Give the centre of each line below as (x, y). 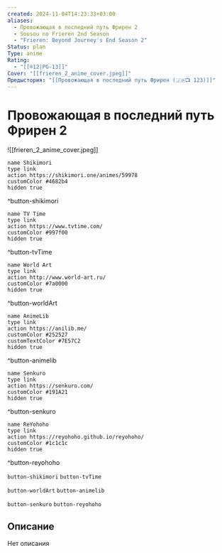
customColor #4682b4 (38, 182)
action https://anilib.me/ (47, 329)
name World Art (30, 265)
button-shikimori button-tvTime (54, 477)
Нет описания (28, 544)
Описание (31, 526)
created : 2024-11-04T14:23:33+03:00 (61, 14)
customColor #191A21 (38, 392)
